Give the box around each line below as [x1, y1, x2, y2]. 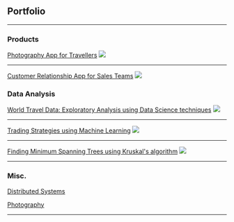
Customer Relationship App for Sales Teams [7, 72, 134, 80]
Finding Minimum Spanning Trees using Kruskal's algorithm [7, 147, 178, 155]
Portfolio [7, 6, 46, 17]
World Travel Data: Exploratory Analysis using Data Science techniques [7, 105, 212, 114]
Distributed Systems [7, 187, 65, 195]
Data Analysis [7, 89, 56, 99]
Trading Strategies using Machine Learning [7, 126, 131, 135]
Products [7, 34, 40, 44]
